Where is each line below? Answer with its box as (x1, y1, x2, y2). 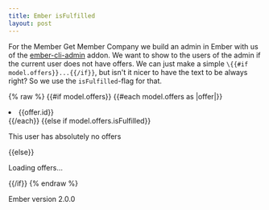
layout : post (8, 19, 52, 27)
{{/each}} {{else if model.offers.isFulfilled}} (8, 115, 151, 125)
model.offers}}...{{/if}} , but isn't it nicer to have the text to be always (8, 67, 248, 77)
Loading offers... (8, 162, 63, 172)
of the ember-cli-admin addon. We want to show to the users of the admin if (8, 50, 261, 60)
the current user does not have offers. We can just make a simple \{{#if (8, 58, 249, 69)
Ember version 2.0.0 (8, 194, 76, 204)
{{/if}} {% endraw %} (8, 178, 79, 188)
